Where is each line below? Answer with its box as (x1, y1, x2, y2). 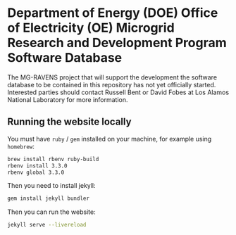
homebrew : (7, 142, 35, 151)
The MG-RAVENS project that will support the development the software (7, 72, 217, 82)
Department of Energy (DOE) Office (7, 5, 218, 21)
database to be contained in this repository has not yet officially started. (7, 80, 216, 89)
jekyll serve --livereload (7, 222, 87, 229)
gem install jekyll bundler (7, 195, 90, 202)
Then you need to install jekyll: (7, 182, 97, 190)
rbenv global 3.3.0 (7, 169, 65, 176)
